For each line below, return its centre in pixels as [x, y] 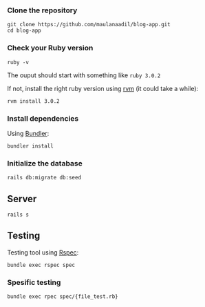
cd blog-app [24, 31]
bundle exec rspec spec [41, 265]
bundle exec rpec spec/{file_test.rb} [63, 297]
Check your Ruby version [50, 48]
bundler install [30, 146]
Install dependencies [43, 118]
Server [22, 199]
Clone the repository [42, 10]
